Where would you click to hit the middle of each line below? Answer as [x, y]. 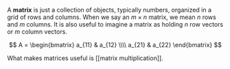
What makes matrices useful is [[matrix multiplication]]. [85, 58]
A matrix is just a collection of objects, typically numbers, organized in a [109, 10]
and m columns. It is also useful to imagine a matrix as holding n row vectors [115, 24]
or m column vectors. [37, 31]
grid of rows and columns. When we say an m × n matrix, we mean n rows [112, 17]
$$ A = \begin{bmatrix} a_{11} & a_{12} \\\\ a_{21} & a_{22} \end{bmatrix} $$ [115, 45]
